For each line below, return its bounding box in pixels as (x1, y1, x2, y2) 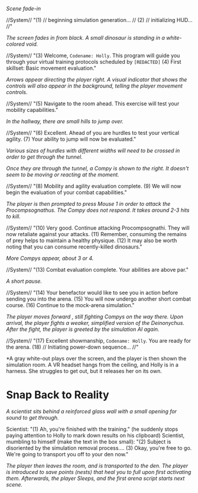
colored (6, 41, 25, 47)
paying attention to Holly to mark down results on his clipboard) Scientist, (6, 431, 185, 439)
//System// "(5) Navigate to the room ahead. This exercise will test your (6, 100, 180, 107)
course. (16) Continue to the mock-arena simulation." (6, 302, 135, 308)
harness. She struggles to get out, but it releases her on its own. (6, 368, 163, 375)
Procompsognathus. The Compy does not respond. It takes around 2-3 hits (6, 207, 190, 214)
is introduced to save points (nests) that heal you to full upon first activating (6, 468, 191, 475)
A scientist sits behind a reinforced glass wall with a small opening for (6, 408, 177, 415)
